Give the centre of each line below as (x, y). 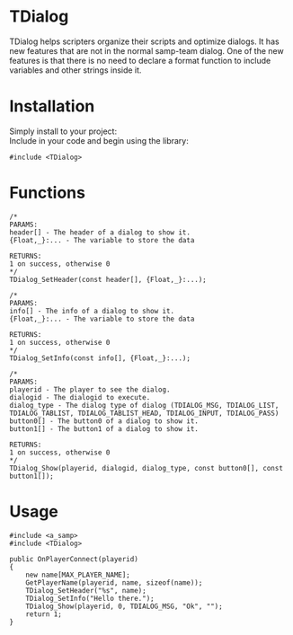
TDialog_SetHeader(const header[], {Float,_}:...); (108, 279)
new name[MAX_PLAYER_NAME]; (78, 575)
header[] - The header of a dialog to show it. (100, 232)
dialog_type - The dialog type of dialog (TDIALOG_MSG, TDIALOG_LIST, (144, 405)
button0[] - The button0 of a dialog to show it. (104, 421)
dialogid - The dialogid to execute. (80, 397)
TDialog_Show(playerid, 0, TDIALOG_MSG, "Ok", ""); (124, 606)
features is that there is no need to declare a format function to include (140, 60)
